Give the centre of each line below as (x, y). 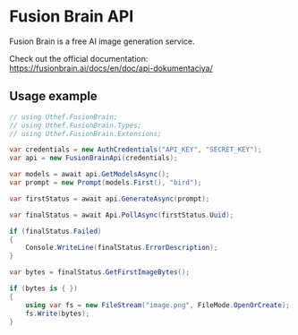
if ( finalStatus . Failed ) (55, 231)
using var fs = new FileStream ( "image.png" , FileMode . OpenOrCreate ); (158, 305)
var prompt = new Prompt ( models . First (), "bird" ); (106, 183)
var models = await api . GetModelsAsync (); (89, 175)
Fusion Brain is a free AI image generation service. (102, 41)
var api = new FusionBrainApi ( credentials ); (94, 159)
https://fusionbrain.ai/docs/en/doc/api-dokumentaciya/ (111, 68)
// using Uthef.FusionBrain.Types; (76, 125)
